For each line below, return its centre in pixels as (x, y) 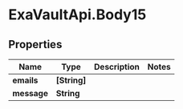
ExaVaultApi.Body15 (77, 15)
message (30, 93)
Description (117, 67)
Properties (35, 44)
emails (25, 80)
